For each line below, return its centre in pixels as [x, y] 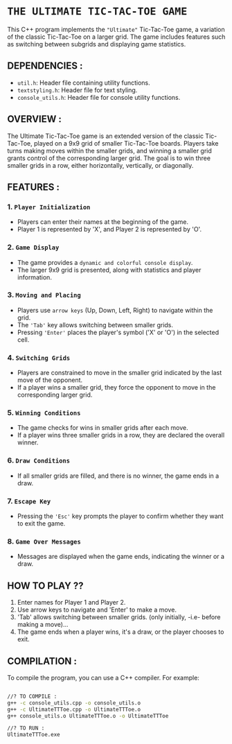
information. [34, 277]
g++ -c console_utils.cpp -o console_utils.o [74, 703]
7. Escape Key [29, 501]
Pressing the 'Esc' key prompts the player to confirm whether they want [120, 516]
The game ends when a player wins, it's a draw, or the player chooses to [121, 632]
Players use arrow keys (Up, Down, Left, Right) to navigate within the [115, 310]
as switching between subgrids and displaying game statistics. [97, 44]
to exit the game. [41, 524]
